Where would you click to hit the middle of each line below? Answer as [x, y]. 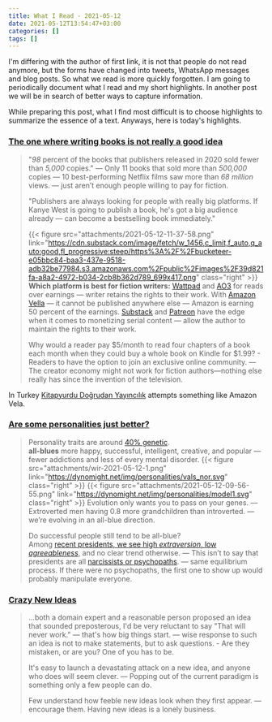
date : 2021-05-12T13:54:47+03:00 [65, 24]
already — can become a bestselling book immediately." [122, 218]
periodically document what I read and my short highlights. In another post [133, 88]
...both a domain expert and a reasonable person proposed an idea [140, 617]
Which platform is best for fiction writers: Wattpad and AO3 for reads [146, 286]
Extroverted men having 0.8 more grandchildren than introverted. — [141, 511]
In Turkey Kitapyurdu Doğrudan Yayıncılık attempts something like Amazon [133, 395]
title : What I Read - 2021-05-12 [65, 16]
